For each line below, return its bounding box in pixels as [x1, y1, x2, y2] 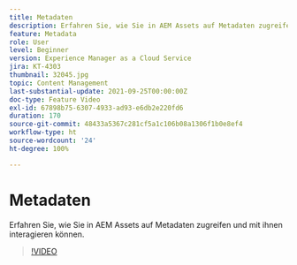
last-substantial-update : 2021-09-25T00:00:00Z [9, 87, 188, 95]
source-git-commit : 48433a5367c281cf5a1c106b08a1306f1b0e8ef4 [9, 120, 243, 129]
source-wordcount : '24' [9, 136, 97, 145]
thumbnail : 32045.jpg [9, 71, 89, 79]
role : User [9, 37, 49, 47]
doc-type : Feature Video [9, 95, 101, 104]
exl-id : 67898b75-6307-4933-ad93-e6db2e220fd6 [9, 103, 184, 112]
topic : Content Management [9, 79, 109, 87]
